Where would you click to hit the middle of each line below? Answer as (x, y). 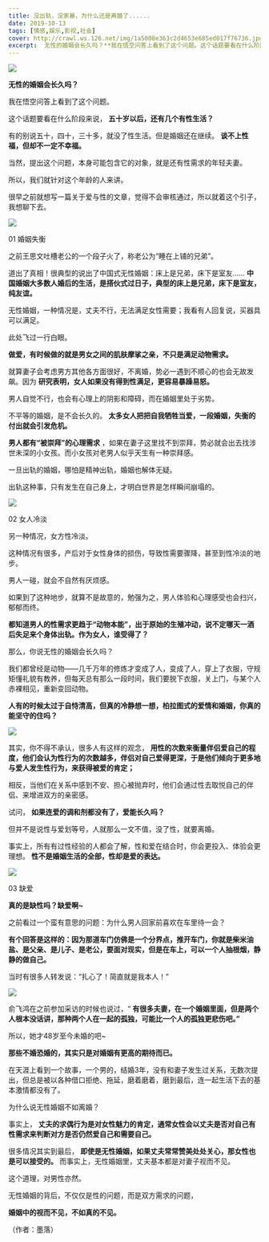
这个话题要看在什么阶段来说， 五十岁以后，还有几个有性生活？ (111, 119)
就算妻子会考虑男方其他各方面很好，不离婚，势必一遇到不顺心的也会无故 (127, 372)
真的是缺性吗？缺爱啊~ (46, 906)
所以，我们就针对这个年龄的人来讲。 (68, 180)
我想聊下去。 (29, 207)
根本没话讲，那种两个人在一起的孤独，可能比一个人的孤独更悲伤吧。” (127, 1019)
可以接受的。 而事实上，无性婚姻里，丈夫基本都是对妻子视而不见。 (124, 1162)
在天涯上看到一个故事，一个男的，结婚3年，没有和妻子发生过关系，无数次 (130, 1070)
